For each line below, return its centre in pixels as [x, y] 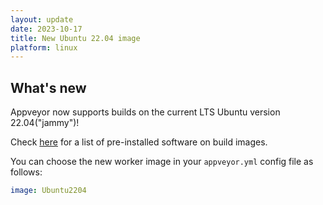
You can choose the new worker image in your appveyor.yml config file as [162, 162]
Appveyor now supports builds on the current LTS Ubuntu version [145, 112]
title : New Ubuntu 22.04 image [75, 38]
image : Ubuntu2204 [48, 191]
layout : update [42, 19]
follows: [26, 172]
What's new [48, 87]
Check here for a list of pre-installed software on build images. [139, 142]
